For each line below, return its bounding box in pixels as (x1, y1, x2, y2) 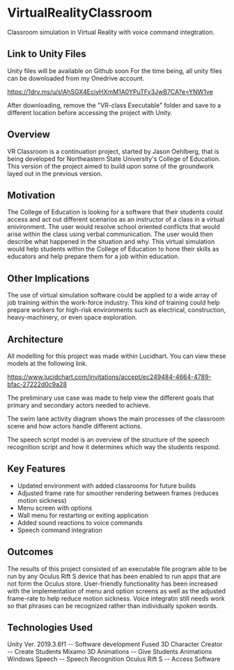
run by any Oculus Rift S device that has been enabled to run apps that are (7, 572, 221, 580)
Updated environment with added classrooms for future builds (17, 481, 196, 490)
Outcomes (7, 546, 54, 558)
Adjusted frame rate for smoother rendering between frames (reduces (17, 489, 219, 497)
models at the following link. (7, 359, 88, 367)
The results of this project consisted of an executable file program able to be (7, 564, 227, 572)
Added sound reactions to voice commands (17, 518, 143, 527)
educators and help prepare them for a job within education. (7, 252, 180, 260)
